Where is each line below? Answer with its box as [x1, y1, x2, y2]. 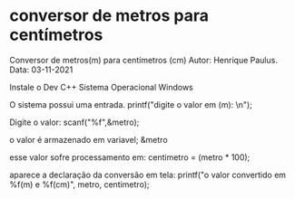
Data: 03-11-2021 [9, 64, 74, 75]
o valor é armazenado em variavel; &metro [9, 134, 168, 145]
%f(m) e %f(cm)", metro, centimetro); [9, 178, 150, 190]
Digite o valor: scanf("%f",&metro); [9, 117, 140, 128]
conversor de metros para [9, 5, 209, 26]
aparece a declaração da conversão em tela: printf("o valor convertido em [9, 169, 287, 180]
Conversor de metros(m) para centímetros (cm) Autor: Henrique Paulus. [9, 54, 279, 65]
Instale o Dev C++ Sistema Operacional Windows [9, 81, 193, 92]
